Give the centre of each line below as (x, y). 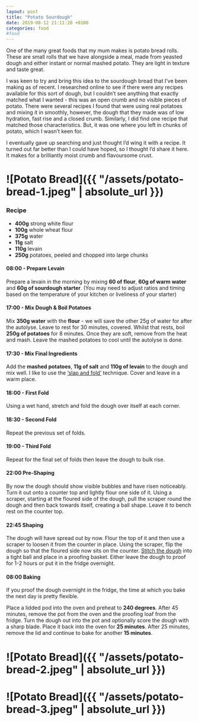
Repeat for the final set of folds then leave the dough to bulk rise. (85, 459)
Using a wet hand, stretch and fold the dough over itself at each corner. (93, 406)
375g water (29, 236)
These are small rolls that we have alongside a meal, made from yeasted (94, 57)
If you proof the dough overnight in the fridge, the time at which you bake (96, 590)
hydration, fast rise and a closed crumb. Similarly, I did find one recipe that (97, 119)
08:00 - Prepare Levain (36, 269)
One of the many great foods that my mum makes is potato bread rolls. (92, 50)
